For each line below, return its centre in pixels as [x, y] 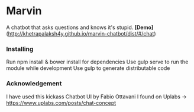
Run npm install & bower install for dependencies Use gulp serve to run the [97, 62]
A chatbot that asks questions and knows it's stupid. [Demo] [80, 27]
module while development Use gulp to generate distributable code [88, 68]
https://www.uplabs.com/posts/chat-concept [61, 103]
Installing [20, 49]
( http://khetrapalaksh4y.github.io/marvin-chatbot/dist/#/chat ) [81, 33]
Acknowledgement [34, 84]
